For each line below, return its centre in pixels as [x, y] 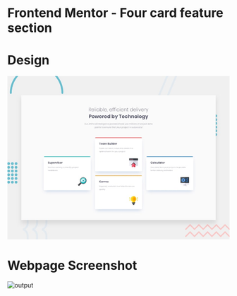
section [30, 28]
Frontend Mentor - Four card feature [115, 13]
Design [29, 60]
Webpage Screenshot [72, 265]
